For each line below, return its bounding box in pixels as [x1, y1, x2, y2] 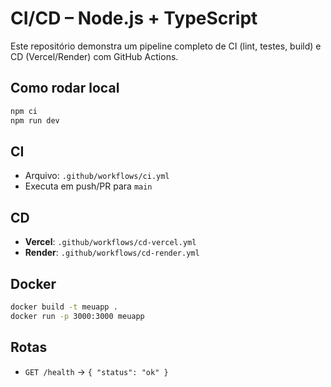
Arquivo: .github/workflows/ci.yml [24, 170, 170, 182]
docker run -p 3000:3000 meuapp [10, 311, 145, 321]
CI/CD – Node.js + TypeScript [10, 7, 258, 30]
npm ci [10, 106, 38, 116]
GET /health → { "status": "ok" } [24, 365, 169, 377]
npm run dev [10, 115, 60, 126]
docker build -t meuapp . [10, 302, 118, 312]
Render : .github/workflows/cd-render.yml [24, 247, 200, 259]
